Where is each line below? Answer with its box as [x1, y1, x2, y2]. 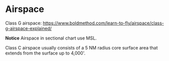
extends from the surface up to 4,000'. [5, 50, 86, 56]
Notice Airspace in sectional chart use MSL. [5, 35, 97, 41]
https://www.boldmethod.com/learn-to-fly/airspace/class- [42, 20, 164, 26]
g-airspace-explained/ [5, 25, 52, 31]
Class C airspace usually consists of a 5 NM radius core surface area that [5, 44, 158, 50]
